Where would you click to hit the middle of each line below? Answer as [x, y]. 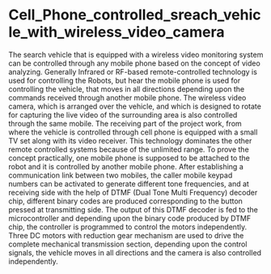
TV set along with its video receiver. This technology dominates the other [130, 140]
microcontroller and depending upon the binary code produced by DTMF [130, 218]
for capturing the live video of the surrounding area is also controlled [123, 114]
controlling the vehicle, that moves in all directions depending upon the [127, 89]
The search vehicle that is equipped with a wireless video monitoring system [136, 54]
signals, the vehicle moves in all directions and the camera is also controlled [135, 252]
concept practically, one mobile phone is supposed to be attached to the [129, 158]
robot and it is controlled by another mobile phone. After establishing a [126, 166]
